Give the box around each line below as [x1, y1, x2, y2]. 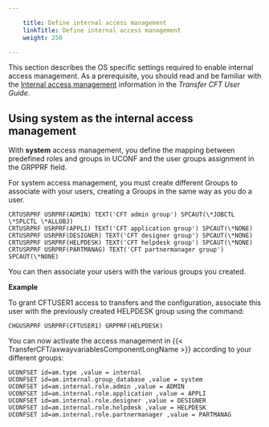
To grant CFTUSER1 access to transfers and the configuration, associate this [8, 298, 262, 307]
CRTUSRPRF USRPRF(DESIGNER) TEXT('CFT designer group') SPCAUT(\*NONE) [8, 232, 253, 240]
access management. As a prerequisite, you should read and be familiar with [8, 71, 262, 81]
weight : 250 [22, 34, 63, 42]
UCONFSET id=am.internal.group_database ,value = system [8, 376, 203, 384]
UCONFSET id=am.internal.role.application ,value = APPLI [8, 390, 206, 398]
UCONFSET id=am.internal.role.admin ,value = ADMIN [8, 383, 185, 391]
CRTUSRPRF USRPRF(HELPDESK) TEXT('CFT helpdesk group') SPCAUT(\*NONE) [8, 238, 253, 247]
